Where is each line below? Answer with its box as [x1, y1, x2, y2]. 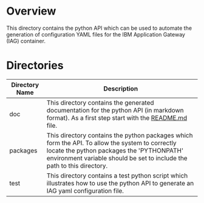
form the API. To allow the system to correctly [46, 139, 177, 147]
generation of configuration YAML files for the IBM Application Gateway [6, 30, 185, 38]
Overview [6, 4, 56, 18]
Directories [6, 59, 64, 72]
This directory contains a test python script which [46, 171, 188, 180]
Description [103, 84, 138, 92]
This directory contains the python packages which [46, 131, 193, 139]
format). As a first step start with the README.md [46, 114, 187, 122]
